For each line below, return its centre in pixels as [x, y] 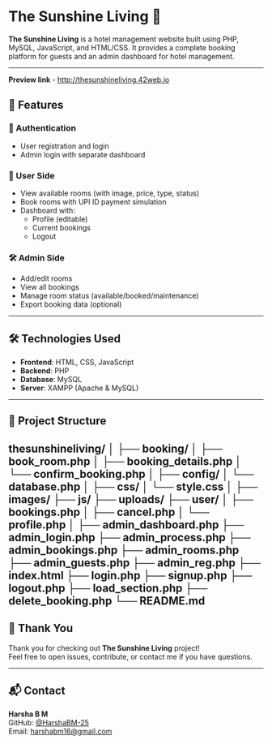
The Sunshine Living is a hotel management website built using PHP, [124, 39]
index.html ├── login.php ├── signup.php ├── [130, 575]
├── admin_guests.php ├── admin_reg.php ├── [135, 563]
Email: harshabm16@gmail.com [60, 731]
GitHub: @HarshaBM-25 [49, 723]
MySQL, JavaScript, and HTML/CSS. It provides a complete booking [122, 47]
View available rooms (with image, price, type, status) [110, 193]
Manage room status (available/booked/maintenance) [109, 296]
